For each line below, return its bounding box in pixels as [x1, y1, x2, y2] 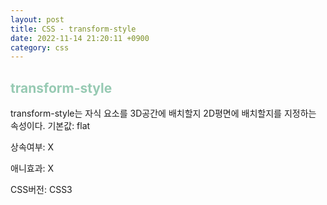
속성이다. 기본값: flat [10, 120, 91, 132]
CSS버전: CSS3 [10, 184, 73, 196]
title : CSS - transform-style [10, 24, 137, 34]
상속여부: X [10, 141, 55, 153]
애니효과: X [10, 162, 55, 175]
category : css [10, 42, 70, 53]
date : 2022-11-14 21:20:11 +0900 [10, 33, 150, 43]
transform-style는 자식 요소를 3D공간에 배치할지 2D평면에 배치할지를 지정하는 [10, 107, 317, 120]
